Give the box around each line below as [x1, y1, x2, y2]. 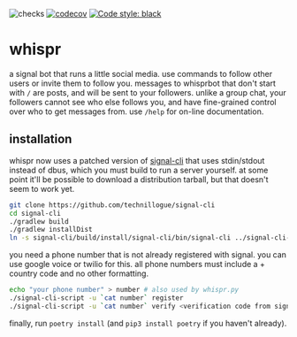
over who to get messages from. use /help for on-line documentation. [9, 106, 264, 117]
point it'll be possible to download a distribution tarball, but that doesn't [9, 173, 269, 185]
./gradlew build [9, 217, 69, 226]
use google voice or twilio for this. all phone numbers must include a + [9, 259, 265, 270]
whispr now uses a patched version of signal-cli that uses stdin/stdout [9, 155, 265, 165]
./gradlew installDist [9, 226, 93, 234]
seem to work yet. [9, 183, 75, 194]
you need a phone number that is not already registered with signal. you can [9, 249, 287, 260]
